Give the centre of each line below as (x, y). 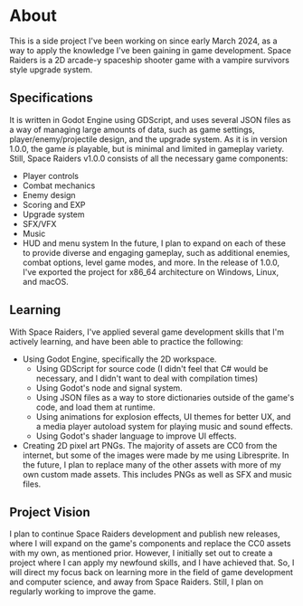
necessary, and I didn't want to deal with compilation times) (147, 378)
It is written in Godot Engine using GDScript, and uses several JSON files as (150, 119)
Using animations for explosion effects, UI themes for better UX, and (163, 416)
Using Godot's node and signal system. (109, 388)
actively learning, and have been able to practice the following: (127, 341)
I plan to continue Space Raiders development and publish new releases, (145, 534)
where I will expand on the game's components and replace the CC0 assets (150, 544)
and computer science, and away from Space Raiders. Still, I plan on (137, 582)
